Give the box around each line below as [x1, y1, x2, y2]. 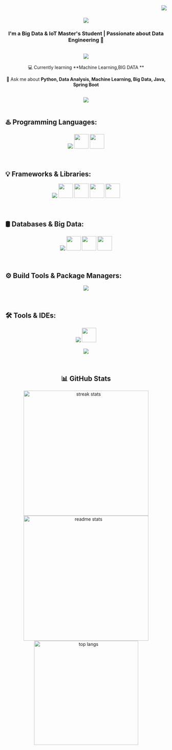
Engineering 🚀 [68, 36, 104, 44]
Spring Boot [73, 82, 99, 88]
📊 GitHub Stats [61, 374, 111, 383]
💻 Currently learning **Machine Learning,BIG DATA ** [28, 64, 144, 71]
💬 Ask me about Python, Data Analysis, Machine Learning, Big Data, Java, [6, 76, 166, 83]
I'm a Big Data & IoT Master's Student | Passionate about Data [8, 30, 164, 37]
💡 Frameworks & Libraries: [5, 169, 91, 179]
